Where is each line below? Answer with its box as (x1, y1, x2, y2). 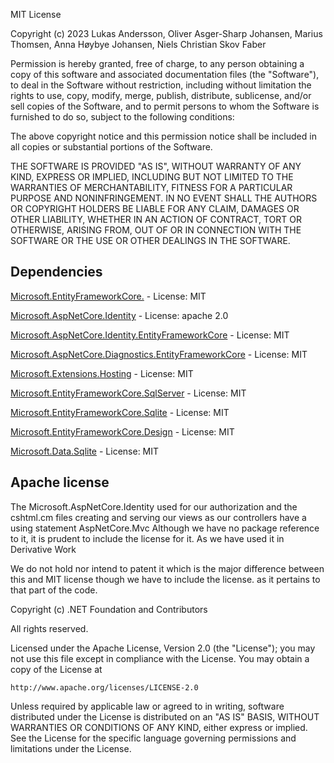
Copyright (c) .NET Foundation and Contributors (10, 603, 208, 615)
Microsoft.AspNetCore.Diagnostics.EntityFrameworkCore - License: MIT (10, 348, 308, 360)
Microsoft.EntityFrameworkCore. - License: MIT (10, 290, 207, 302)
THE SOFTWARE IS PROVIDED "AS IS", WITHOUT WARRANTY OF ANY (10, 160, 302, 172)
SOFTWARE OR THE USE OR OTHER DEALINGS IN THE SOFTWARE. (10, 235, 291, 246)
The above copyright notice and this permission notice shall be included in (10, 130, 317, 142)
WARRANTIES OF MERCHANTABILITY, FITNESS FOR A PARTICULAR (10, 182, 293, 193)
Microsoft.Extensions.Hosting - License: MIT (10, 367, 194, 379)
